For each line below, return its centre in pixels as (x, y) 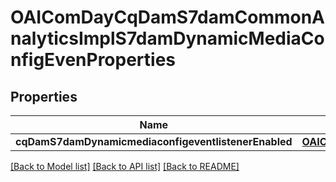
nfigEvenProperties (93, 60)
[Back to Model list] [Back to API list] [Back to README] (125, 166)
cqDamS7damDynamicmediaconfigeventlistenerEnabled (154, 141)
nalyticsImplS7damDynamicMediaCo (167, 38)
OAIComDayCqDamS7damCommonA (168, 17)
